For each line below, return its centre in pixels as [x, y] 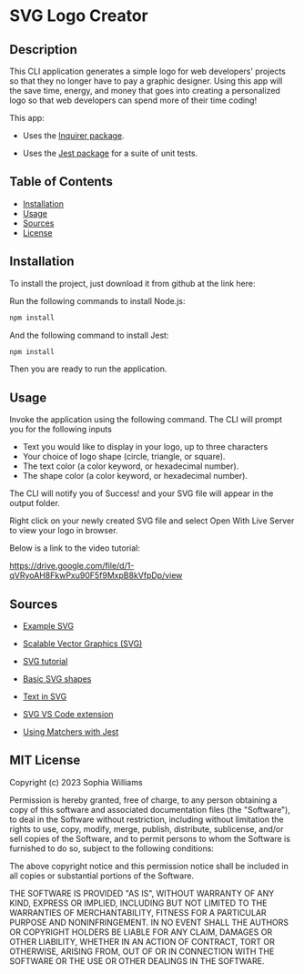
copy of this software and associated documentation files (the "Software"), [150, 809]
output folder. [35, 503]
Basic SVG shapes [57, 679]
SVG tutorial [45, 661]
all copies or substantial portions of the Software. [101, 876]
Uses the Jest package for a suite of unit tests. [110, 153]
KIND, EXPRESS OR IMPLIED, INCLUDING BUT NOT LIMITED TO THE [138, 903]
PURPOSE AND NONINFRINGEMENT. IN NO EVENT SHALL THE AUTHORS [149, 922]
